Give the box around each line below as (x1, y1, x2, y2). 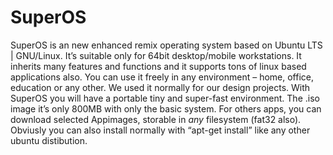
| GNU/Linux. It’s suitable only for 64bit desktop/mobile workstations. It (10, 49, 302, 61)
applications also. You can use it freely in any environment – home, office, (10, 71, 315, 83)
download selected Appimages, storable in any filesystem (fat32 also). (10, 113, 302, 125)
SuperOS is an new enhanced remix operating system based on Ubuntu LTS (10, 39, 323, 51)
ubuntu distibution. (10, 134, 88, 146)
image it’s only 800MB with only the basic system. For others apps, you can (10, 102, 322, 115)
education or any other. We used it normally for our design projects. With (10, 81, 311, 93)
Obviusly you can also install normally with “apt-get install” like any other (10, 124, 311, 136)
